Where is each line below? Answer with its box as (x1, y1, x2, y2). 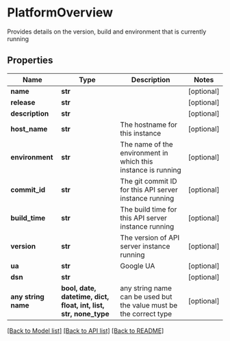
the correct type (120, 309, 172, 318)
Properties (7, 55, 53, 66)
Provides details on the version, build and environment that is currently (7, 27, 207, 36)
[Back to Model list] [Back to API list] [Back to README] (7, 327, 164, 335)
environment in (120, 148, 168, 157)
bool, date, (61, 283, 97, 292)
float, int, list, (61, 300, 105, 310)
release (10, 97, 36, 107)
